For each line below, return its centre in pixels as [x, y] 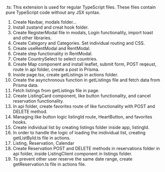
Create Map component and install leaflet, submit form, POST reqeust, [84, 64]
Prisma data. [26, 85]
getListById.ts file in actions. [42, 138]
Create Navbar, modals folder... [45, 22]
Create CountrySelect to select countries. [55, 59]
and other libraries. [32, 38]
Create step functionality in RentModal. [53, 54]
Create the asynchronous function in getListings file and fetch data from [86, 80]
